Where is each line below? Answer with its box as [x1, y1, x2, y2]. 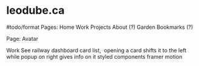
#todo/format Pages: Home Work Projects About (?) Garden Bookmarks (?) [6, 23, 194, 31]
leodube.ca [6, 4, 65, 17]
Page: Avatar [6, 35, 38, 42]
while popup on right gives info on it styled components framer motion [6, 53, 183, 60]
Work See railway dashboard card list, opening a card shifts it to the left [6, 46, 187, 54]
